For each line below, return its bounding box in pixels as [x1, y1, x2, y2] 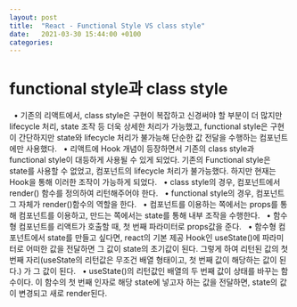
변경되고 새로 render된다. [18, 288, 108, 299]
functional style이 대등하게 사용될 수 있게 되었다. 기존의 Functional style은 [9, 155, 271, 166]
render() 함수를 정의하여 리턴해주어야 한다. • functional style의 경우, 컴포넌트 [9, 188, 285, 198]
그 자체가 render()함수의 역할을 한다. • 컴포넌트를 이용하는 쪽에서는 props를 [9, 199, 278, 210]
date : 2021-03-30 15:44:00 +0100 [9, 29, 142, 38]
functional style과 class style [9, 79, 228, 99]
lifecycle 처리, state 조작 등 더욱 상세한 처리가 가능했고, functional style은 [9, 121, 268, 132]
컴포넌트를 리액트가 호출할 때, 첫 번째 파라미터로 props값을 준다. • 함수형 [18, 222, 276, 232]
